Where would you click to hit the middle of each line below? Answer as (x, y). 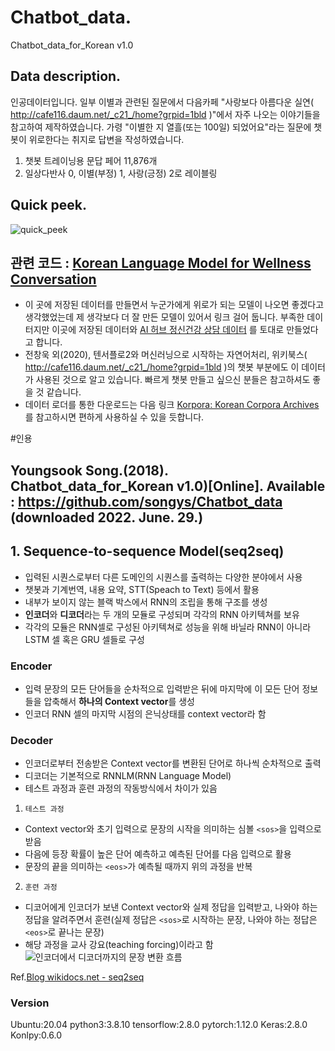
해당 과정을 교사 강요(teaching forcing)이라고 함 (119, 945)
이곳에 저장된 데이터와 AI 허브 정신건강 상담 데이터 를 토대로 (168, 330)
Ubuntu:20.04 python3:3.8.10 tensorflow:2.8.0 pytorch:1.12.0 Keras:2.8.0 (159, 1025)
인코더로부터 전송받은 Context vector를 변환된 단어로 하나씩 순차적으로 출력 (173, 763)
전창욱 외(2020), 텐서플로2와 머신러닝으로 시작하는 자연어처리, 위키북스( (166, 355)
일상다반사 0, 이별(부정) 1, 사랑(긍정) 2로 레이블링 (121, 173)
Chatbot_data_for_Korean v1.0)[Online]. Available (168, 486)
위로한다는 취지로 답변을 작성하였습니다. (106, 139)
